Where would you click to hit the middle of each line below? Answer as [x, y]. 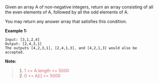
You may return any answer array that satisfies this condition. [66, 21]
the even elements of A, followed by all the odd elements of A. [67, 12]
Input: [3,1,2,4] [22, 40]
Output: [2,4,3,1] [23, 44]
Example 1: [16, 31]
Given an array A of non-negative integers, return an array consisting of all [79, 7]
